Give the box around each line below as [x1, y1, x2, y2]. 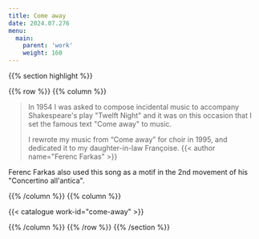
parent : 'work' [22, 42, 74, 50]
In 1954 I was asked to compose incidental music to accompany [27, 102, 239, 111]
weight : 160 [22, 49, 63, 57]
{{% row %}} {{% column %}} [8, 87, 107, 96]
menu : [8, 26, 26, 34]
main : [15, 34, 34, 43]
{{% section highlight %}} [8, 71, 94, 80]
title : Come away [8, 11, 67, 20]
